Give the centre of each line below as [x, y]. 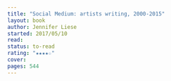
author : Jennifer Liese [42, 27]
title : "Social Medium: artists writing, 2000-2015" [86, 14]
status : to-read [31, 46]
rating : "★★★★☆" [31, 54]
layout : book [26, 20]
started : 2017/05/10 [38, 33]
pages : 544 [23, 66]
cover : [17, 60]
